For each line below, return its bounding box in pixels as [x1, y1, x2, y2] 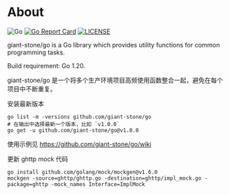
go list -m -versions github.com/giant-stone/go [7, 113, 152, 120]
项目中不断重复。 [7, 84, 57, 93]
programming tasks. [7, 48, 65, 56]
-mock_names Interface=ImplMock [51, 180, 145, 188]
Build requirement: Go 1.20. [7, 61, 86, 70]
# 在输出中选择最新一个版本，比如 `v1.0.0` [7, 120, 120, 127]
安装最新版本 [7, 99, 44, 108]
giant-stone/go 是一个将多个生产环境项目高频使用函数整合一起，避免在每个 [7, 76, 224, 84]
